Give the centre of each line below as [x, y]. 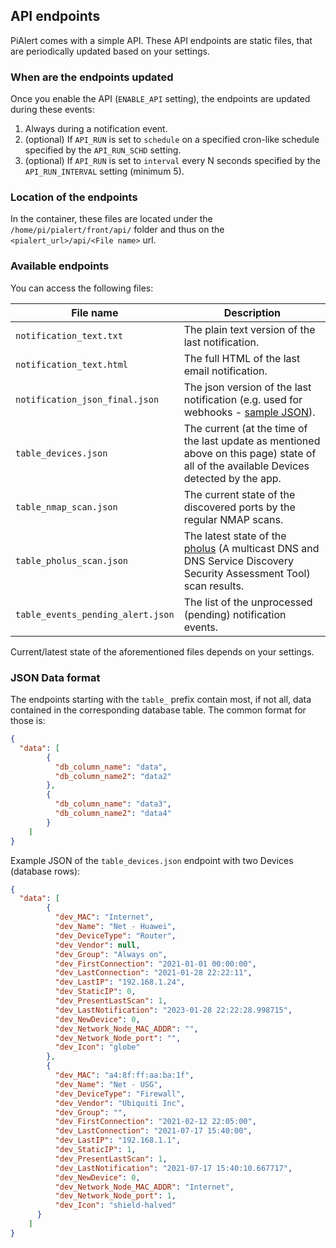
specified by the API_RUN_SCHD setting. [103, 150]
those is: [28, 720]
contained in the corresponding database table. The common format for [158, 710]
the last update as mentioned [252, 441]
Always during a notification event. [96, 129]
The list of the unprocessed [248, 602]
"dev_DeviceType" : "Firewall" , [120, 1094]
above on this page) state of [250, 453]
